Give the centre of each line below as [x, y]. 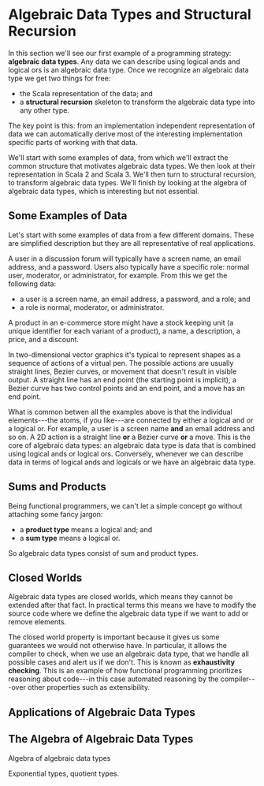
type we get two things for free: [59, 78]
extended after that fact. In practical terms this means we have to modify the [132, 605]
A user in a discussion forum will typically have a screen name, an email [125, 259]
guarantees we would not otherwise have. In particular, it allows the [117, 646]
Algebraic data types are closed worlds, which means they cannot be [121, 597]
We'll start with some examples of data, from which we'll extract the [118, 157]
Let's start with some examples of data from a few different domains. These [131, 235]
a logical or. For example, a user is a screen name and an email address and [131, 428]
